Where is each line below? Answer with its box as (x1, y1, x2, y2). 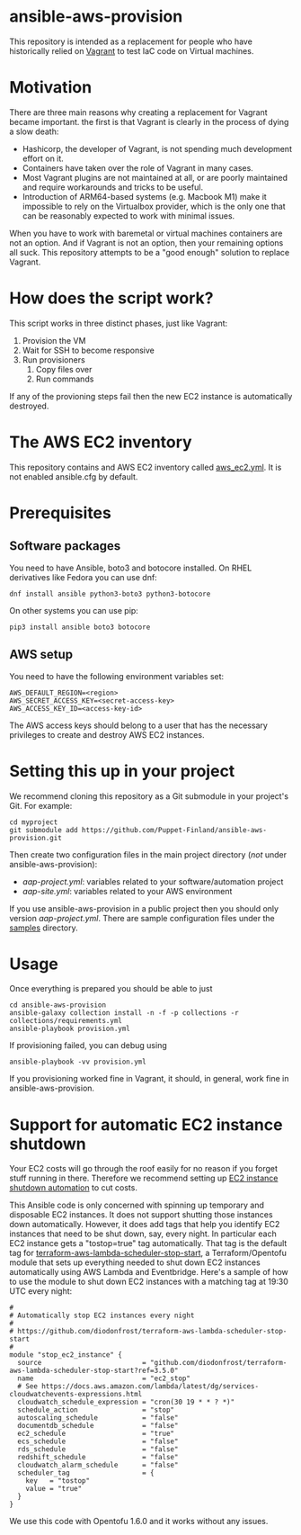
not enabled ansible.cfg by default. (9, 471, 138, 482)
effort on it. (22, 153, 65, 164)
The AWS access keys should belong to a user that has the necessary (9, 720, 268, 731)
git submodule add (9, 825, 78, 834)
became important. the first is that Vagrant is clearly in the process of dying (9, 116, 289, 127)
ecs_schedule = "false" (17, 1437, 179, 1446)
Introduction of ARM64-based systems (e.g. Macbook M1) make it (22, 191, 267, 202)
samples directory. (9, 922, 78, 933)
